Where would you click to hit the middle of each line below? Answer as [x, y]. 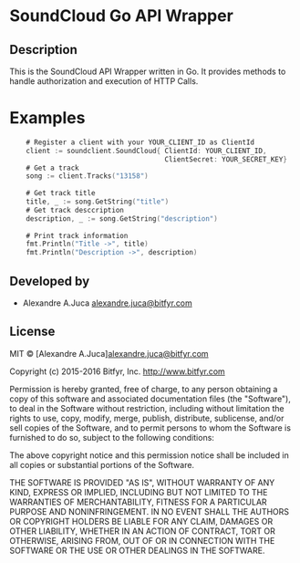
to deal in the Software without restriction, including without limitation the [147, 408]
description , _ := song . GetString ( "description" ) [122, 219]
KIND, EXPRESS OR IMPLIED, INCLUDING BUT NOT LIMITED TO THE [139, 492]
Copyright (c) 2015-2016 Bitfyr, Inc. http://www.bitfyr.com [117, 371]
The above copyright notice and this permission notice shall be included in [149, 455]
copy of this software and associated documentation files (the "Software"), [150, 399]
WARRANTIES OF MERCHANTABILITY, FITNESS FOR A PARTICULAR [138, 502]
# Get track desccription [75, 210]
